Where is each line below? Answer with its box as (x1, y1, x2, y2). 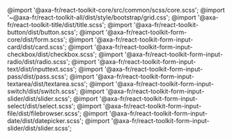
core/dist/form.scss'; (7, 35, 68, 44)
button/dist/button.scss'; (7, 28, 78, 36)
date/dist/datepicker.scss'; (7, 117, 84, 124)
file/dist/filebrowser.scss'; (7, 109, 82, 117)
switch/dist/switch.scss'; (7, 87, 79, 95)
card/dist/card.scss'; (7, 43, 67, 51)
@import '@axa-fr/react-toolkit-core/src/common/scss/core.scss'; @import (7, 6, 225, 14)
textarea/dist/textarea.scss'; (7, 80, 88, 88)
